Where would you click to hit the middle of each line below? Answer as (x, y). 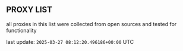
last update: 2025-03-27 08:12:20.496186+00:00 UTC (70, 42)
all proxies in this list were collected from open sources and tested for (91, 24)
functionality (21, 30)
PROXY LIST (29, 10)
